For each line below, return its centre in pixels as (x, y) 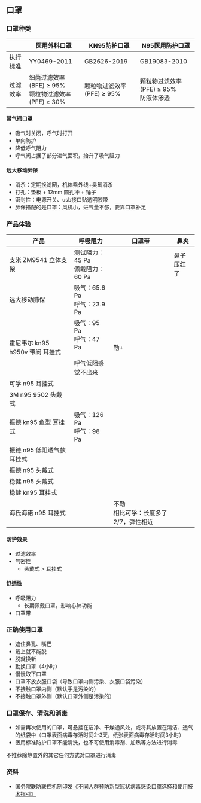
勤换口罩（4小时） (38, 667)
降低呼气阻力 (31, 148)
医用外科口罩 (54, 45)
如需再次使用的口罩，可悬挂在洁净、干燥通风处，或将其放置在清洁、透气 (104, 728)
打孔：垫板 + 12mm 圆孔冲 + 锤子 (56, 192)
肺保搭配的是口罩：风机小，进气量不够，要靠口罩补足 (80, 207)
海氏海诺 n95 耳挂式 (37, 513)
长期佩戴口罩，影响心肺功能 (58, 605)
